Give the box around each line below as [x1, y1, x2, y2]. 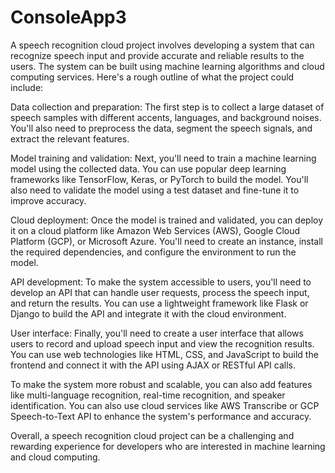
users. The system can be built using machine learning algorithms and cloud [10, 60, 325, 72]
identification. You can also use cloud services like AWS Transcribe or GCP [10, 399, 320, 411]
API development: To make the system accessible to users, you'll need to [10, 276, 312, 288]
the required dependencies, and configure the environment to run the [10, 246, 297, 258]
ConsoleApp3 [10, 6, 127, 29]
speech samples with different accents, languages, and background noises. [10, 111, 322, 123]
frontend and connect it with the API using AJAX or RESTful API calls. [10, 359, 296, 371]
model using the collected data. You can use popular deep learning [10, 162, 287, 175]
